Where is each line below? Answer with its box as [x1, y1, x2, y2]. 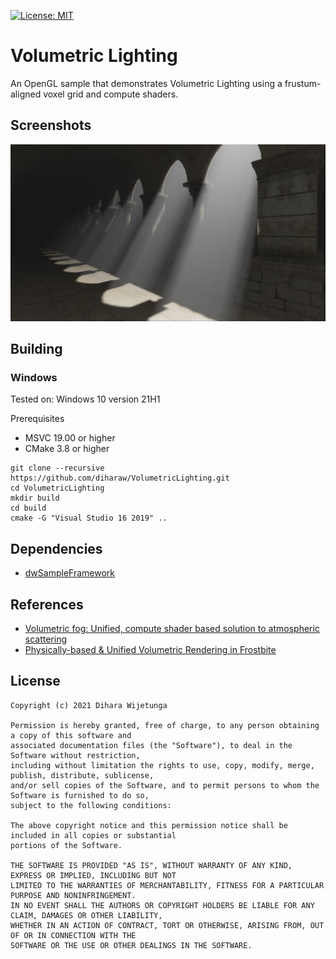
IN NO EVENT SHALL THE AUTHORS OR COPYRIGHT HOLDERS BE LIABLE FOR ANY [10, 900, 315, 910]
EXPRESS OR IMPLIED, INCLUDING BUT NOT [10, 870, 177, 880]
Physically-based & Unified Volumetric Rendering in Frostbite [24, 644, 277, 656]
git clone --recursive [10, 463, 105, 474]
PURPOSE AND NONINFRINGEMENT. [10, 890, 137, 900]
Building [10, 341, 63, 358]
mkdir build [10, 493, 60, 504]
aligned [10, 88, 42, 100]
